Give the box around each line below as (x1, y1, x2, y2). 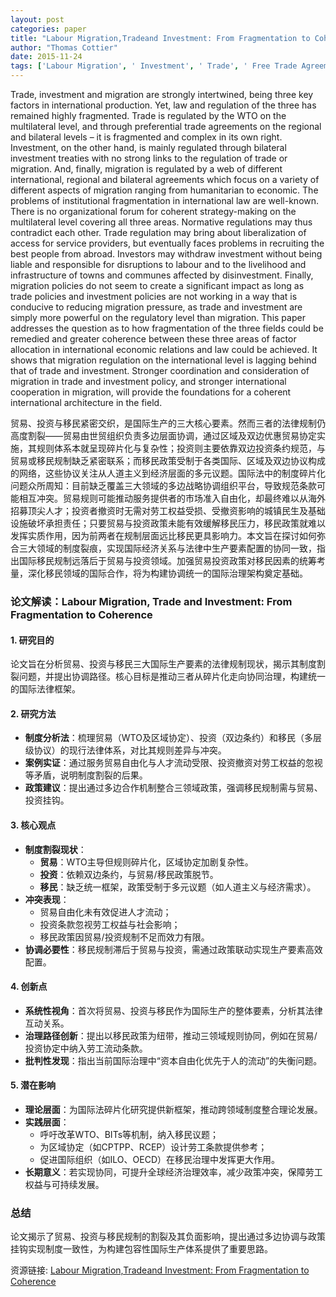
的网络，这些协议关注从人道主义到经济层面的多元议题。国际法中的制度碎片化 (10, 467, 326, 479)
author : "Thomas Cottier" (10, 42, 118, 53)
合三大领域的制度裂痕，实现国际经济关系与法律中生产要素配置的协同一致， (10, 542, 317, 554)
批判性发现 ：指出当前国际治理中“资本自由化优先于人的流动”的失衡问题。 (24, 1054, 323, 1066)
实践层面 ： (24, 1116, 70, 1128)
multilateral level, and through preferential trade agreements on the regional (10, 121, 322, 132)
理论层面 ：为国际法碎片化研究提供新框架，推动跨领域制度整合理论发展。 (24, 1103, 323, 1115)
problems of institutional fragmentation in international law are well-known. (10, 195, 320, 206)
